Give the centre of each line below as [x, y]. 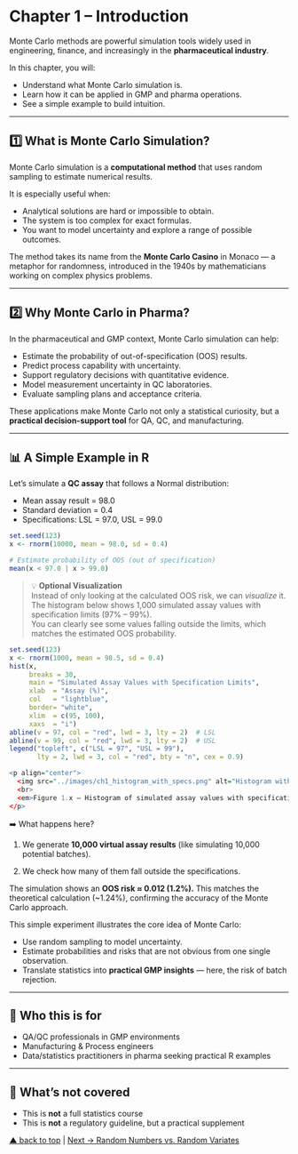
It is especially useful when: [60, 194]
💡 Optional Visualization [76, 585]
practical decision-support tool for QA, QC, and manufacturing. [126, 421]
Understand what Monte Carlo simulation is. [102, 84]
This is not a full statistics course [82, 1114]
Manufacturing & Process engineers [87, 1046]
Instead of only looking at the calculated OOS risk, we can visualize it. [158, 595]
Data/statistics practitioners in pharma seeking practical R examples [146, 1056]
